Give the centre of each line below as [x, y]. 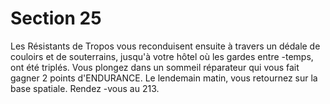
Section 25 [56, 18]
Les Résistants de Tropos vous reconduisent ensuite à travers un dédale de [165, 46]
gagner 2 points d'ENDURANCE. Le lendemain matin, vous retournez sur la [164, 78]
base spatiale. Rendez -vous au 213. [85, 88]
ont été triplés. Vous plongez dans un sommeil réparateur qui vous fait [155, 67]
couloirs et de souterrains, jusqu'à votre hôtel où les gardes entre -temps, [162, 56]
